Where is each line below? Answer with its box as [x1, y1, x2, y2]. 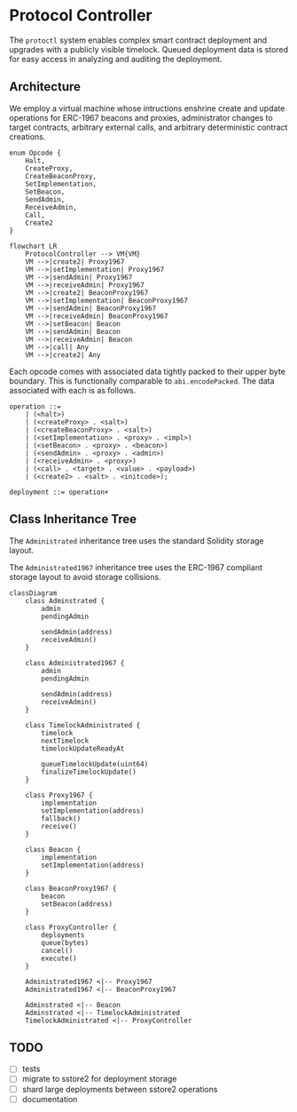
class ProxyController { [25, 923, 117, 932]
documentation [21, 1093, 78, 1104]
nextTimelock [41, 736, 90, 745]
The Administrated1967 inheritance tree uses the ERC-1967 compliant [9, 561, 263, 573]
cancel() [41, 946, 74, 955]
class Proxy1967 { [25, 790, 93, 799]
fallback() [41, 814, 82, 822]
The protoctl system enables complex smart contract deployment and [9, 35, 268, 45]
